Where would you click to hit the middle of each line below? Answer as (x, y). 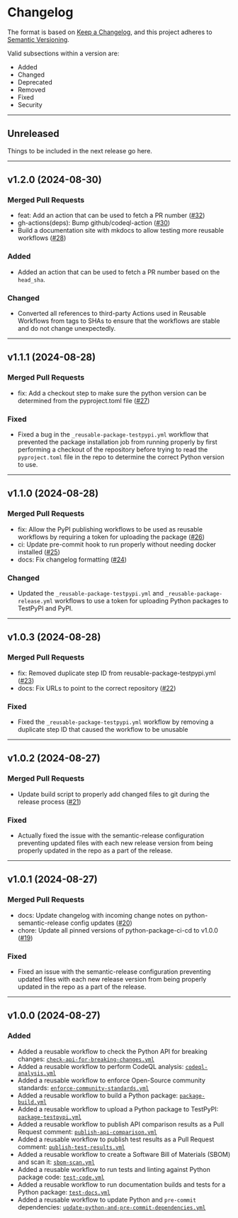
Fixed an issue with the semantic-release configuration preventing (114, 971)
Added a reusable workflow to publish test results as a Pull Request (116, 1139)
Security (30, 104)
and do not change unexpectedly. (67, 329)
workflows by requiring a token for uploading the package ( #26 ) (111, 537)
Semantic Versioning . (38, 39)
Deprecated (35, 82)
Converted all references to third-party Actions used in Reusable (112, 314)
